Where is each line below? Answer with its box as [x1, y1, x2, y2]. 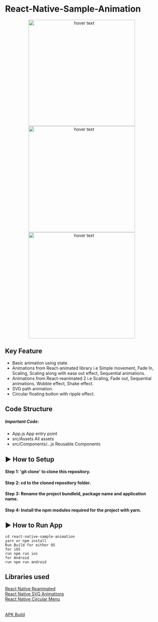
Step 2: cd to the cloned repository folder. [5, 480, 91, 486]
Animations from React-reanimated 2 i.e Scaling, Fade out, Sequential [12, 375, 152, 381]
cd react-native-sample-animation [5, 534, 75, 539]
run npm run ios [5, 551, 38, 556]
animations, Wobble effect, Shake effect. [12, 380, 94, 387]
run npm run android [5, 559, 47, 564]
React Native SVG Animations [5, 591, 64, 597]
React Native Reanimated [5, 586, 56, 591]
